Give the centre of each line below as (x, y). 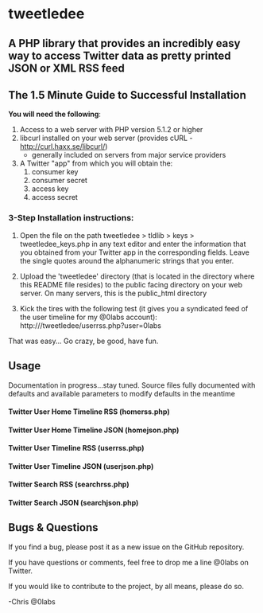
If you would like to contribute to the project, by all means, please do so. (126, 586)
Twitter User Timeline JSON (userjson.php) (81, 466)
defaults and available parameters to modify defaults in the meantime (122, 393)
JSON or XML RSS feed (66, 68)
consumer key (55, 172)
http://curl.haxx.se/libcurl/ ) (64, 146)
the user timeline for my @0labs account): (88, 317)
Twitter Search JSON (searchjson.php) (73, 503)
